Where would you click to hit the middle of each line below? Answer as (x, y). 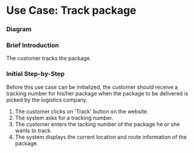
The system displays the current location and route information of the (101, 137)
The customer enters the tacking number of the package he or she (97, 124)
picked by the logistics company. (47, 100)
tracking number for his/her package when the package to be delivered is (97, 93)
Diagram (19, 29)
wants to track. (33, 130)
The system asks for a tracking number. (64, 118)
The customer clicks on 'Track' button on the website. (82, 111)
